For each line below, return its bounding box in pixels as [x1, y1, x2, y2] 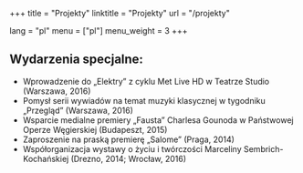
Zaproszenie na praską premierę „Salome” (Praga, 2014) [22, 134, 235, 145]
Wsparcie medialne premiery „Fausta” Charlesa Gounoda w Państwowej [22, 114, 294, 126]
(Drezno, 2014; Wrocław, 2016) [70, 153, 187, 164]
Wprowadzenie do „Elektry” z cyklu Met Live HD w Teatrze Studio [22, 76, 270, 86]
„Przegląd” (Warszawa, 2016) [22, 105, 134, 116]
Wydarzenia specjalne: [9, 52, 144, 67]
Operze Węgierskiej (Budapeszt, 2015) [22, 124, 168, 135]
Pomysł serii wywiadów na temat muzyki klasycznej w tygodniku [22, 95, 266, 106]
